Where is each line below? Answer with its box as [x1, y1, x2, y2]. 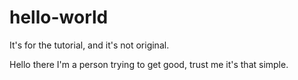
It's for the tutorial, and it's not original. [9, 39, 170, 51]
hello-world [9, 6, 109, 29]
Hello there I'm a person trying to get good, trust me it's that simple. [9, 58, 289, 70]
